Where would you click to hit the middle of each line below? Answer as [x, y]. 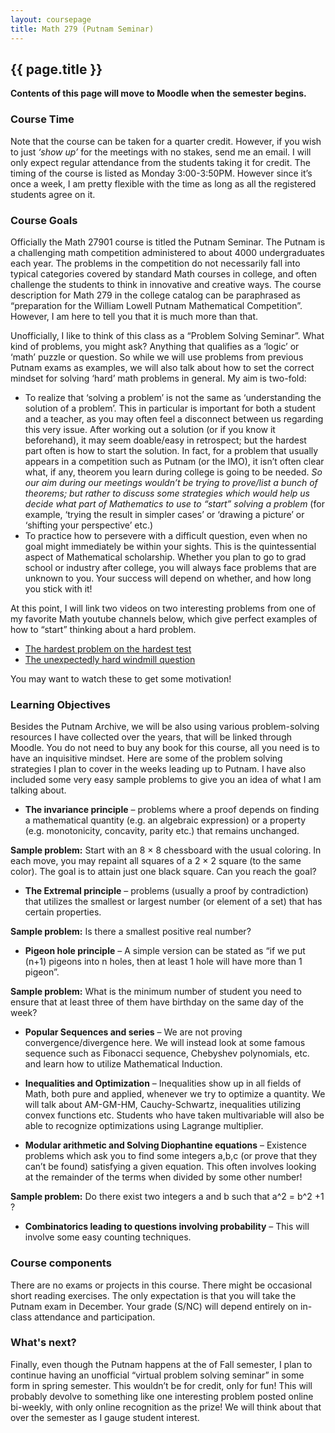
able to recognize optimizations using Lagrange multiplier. [144, 1126]
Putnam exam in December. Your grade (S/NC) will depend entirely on [154, 1306]
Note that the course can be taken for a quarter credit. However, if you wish [166, 141]
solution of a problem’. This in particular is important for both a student [170, 408]
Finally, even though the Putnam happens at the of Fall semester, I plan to [161, 1364]
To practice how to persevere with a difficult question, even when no [166, 535]
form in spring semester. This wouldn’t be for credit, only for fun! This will [161, 1385]
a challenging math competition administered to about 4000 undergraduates [167, 252]
